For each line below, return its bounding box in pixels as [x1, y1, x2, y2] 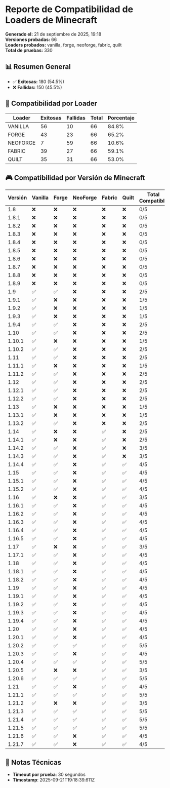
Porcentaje [108, 114, 135, 121]
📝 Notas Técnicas [5, 758, 62, 767]
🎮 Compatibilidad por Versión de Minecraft [5, 173, 145, 182]
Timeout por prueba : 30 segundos [12, 771, 86, 778]
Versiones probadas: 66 [5, 36, 57, 43]
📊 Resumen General [5, 62, 71, 71]
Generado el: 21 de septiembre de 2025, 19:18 [5, 31, 102, 37]
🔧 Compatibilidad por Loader [5, 99, 98, 108]
